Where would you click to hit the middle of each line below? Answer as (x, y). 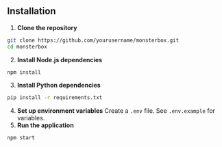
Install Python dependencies (59, 85)
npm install (24, 72)
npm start (21, 138)
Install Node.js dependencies (60, 59)
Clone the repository (47, 27)
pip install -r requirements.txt (55, 98)
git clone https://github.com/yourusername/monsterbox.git (93, 40)
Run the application (45, 125)
